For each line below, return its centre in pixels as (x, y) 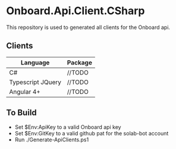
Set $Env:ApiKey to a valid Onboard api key (68, 127)
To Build (21, 113)
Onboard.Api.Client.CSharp (76, 11)
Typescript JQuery (35, 82)
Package (79, 62)
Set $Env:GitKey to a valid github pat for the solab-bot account (92, 133)
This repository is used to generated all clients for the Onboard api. (88, 27)
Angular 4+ (25, 92)
